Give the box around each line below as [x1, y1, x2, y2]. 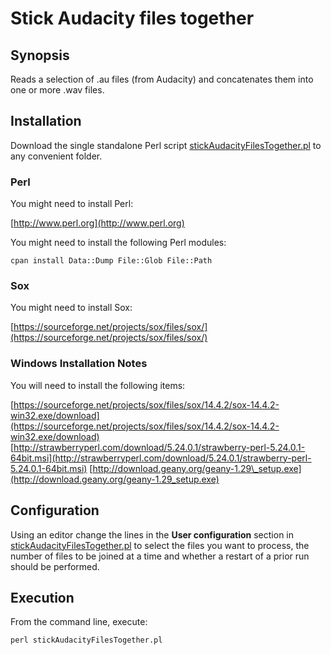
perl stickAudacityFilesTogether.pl [10, 635, 163, 646]
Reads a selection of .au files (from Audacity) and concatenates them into [10, 73, 314, 85]
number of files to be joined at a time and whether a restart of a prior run [10, 550, 310, 562]
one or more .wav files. [10, 84, 105, 96]
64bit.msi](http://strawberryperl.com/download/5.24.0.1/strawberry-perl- [10, 452, 312, 464]
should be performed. [10, 560, 100, 572]
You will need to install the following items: [10, 379, 186, 391]
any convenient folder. [10, 150, 103, 162]
